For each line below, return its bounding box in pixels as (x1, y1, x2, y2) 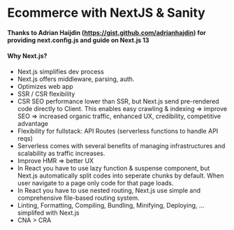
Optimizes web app (17, 82, 73, 90)
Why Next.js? (7, 52, 47, 60)
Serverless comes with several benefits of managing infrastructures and (17, 141, 226, 150)
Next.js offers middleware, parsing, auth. (17, 75, 135, 83)
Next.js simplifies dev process (17, 67, 105, 76)
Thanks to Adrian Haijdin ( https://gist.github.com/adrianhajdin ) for (7, 28, 206, 36)
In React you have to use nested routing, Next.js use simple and (17, 186, 201, 194)
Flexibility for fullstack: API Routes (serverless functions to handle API (17, 127, 219, 135)
